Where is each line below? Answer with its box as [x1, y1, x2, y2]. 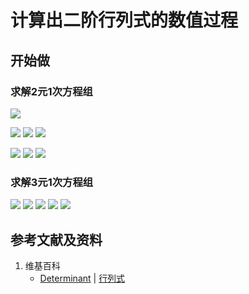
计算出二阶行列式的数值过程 [10, 9, 239, 32]
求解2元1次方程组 [10, 84, 93, 98]
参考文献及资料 [10, 231, 103, 248]
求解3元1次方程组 [10, 175, 94, 189]
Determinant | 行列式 [39, 272, 126, 284]
